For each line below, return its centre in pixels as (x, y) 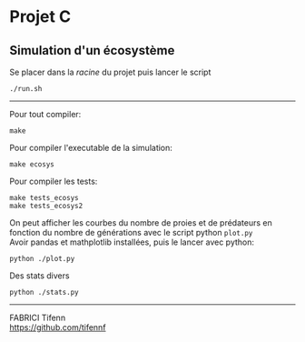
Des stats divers (39, 276)
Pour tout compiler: (45, 114)
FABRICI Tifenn (38, 317)
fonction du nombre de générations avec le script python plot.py (131, 232)
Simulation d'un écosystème (92, 50)
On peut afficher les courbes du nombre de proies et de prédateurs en (141, 223)
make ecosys (32, 165)
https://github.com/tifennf (58, 327)
